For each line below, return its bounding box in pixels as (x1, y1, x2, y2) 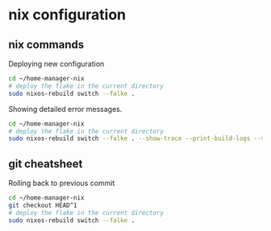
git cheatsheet (8, 157, 83, 171)
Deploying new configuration (8, 59, 105, 68)
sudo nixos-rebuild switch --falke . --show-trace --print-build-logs (8, 134, 251, 142)
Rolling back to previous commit (8, 179, 115, 188)
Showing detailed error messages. (8, 104, 123, 113)
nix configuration (8, 6, 127, 24)
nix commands (8, 38, 85, 52)
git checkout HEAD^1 (8, 201, 78, 209)
